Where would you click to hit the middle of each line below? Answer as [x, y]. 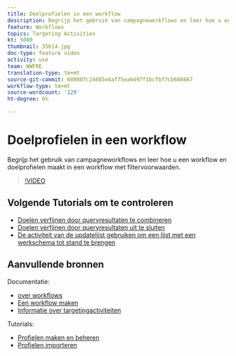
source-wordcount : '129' [44, 92]
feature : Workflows [36, 27]
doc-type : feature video [44, 54]
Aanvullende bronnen [55, 265]
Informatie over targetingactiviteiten [69, 310]
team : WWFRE [25, 66]
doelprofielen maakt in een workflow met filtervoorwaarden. [94, 167]
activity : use [28, 60]
